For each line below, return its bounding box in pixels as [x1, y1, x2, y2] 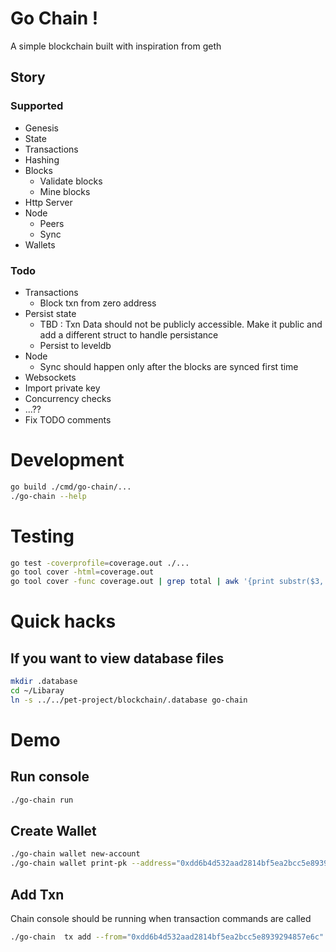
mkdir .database [10, 677, 78, 687]
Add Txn [10, 886, 65, 903]
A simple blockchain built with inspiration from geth [10, 40, 222, 52]
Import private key [24, 382, 101, 394]
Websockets [24, 371, 77, 383]
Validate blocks [39, 175, 103, 187]
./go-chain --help [10, 491, 87, 501]
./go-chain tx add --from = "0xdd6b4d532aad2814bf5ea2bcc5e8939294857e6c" [10, 932, 325, 942]
